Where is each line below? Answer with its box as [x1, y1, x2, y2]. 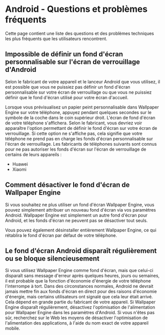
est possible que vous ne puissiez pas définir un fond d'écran [5, 84, 130, 90]
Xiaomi [12, 166, 27, 172]
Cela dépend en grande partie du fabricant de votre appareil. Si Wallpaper [5, 299, 156, 305]
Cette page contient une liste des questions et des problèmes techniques [5, 30, 154, 36]
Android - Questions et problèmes [5, 3, 148, 15]
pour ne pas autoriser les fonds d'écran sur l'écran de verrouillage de [5, 146, 147, 152]
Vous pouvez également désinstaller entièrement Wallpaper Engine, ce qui [5, 227, 157, 233]
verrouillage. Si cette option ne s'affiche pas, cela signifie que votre [5, 130, 142, 136]
